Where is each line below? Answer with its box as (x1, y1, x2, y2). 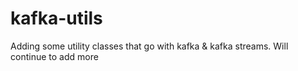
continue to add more (10, 50, 99, 62)
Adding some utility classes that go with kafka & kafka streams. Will (10, 40, 289, 52)
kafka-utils (10, 7, 103, 30)
